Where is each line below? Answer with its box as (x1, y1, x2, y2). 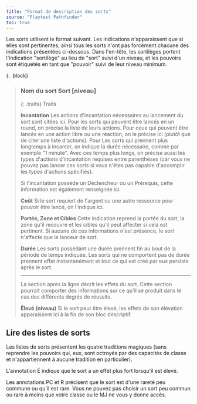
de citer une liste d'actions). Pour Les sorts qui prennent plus (20, 137, 168, 144)
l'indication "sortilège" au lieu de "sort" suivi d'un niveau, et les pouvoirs (6, 54, 181, 62)
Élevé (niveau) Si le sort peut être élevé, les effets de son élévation (20, 304, 183, 312)
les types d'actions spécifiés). (20, 168, 93, 175)
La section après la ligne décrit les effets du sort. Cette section (20, 280, 172, 287)
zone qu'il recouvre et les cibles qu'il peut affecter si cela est (20, 221, 168, 228)
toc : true (6, 19, 30, 25)
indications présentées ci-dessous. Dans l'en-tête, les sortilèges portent (6, 48, 181, 55)
